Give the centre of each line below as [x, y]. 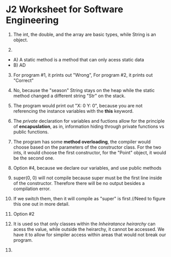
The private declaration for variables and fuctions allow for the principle [89, 121]
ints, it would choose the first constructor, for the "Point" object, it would [90, 152]
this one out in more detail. [41, 204]
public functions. [31, 132]
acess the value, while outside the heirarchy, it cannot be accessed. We [89, 229]
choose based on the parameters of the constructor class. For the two [87, 147]
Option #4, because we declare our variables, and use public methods [87, 168]
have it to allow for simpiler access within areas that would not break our [90, 235]
